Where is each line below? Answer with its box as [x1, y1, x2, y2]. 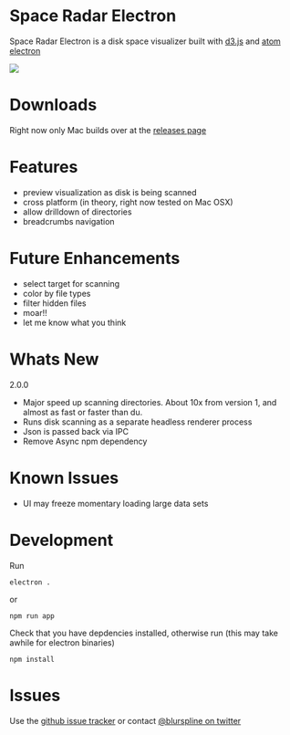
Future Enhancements [9, 248, 181, 268]
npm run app [9, 611, 55, 621]
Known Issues [9, 467, 119, 488]
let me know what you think [22, 317, 127, 328]
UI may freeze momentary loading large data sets [22, 498, 209, 509]
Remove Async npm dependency [22, 436, 148, 446]
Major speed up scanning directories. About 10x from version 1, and [22, 396, 277, 407]
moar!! [22, 307, 47, 318]
